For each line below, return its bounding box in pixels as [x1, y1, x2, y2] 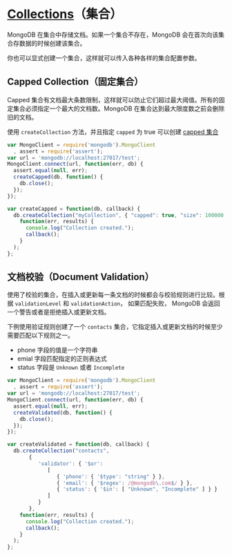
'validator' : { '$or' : [37, 460, 104, 467]
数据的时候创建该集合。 [19, 39, 86, 47]
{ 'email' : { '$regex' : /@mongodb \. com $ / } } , [56, 480, 193, 487]
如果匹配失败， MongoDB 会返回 [127, 299, 221, 308]
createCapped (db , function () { [13, 173, 104, 180]
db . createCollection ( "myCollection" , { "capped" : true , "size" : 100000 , [13, 211, 227, 218]
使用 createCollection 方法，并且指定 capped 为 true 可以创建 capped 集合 [7, 127, 219, 135]
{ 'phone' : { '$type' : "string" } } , [56, 473, 166, 480]
